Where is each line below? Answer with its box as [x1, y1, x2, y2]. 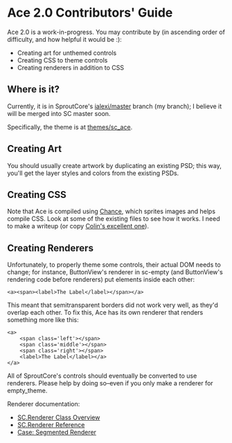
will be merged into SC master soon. [7, 109, 111, 117]
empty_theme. [7, 387, 48, 395]
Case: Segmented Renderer [17, 428, 97, 437]
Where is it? [7, 83, 60, 95]
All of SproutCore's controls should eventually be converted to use [7, 371, 197, 380]
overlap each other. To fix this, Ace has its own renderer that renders [7, 308, 204, 317]
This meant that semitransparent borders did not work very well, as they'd [7, 301, 218, 310]
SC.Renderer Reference [17, 421, 85, 429]
